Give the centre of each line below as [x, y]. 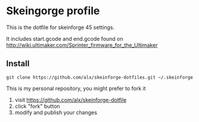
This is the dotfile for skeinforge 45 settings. [60, 27]
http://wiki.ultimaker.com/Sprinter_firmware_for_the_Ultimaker [82, 45]
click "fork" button [38, 106]
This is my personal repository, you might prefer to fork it [76, 88]
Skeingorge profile [53, 11]
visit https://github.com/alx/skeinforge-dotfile [71, 99]
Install [18, 64]
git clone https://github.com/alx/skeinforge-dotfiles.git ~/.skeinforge [100, 77]
